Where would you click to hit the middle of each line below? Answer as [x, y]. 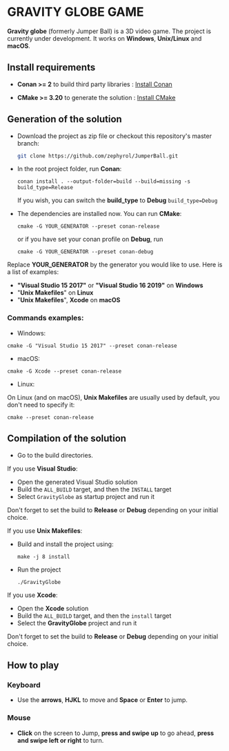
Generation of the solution [64, 119]
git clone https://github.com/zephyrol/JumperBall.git [98, 156]
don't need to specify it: [41, 404]
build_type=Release [45, 188]
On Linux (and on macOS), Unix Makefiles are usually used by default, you [113, 397]
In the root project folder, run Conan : [69, 169]
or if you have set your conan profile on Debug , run [90, 240]
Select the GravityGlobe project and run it [77, 623]
